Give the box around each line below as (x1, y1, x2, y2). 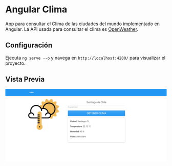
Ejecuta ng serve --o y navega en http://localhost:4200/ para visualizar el (5, 54, 165, 61)
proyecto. (5, 60, 26, 66)
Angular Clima (5, 4, 68, 15)
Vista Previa (5, 75, 45, 84)
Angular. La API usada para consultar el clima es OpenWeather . (5, 26, 139, 32)
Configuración (5, 41, 53, 50)
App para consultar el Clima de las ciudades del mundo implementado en (5, 21, 160, 27)
